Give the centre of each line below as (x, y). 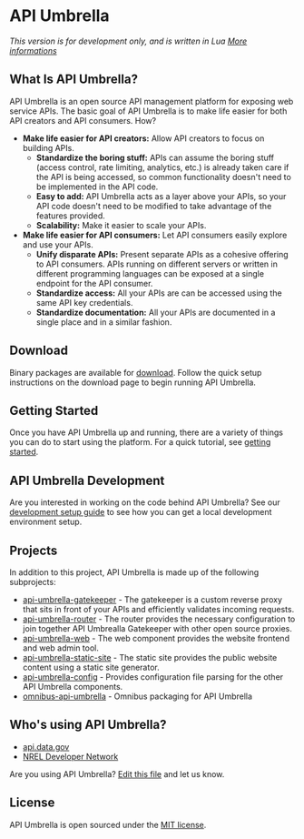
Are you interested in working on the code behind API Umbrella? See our (145, 502)
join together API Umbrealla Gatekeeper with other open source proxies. (157, 628)
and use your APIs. (58, 244)
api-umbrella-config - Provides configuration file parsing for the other (153, 677)
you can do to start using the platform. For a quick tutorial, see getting (140, 442)
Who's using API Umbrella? (88, 725)
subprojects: (33, 582)
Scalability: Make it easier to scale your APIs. (121, 225)
